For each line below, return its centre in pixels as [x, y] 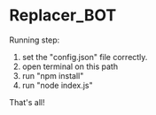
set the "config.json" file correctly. [85, 57]
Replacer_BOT [63, 15]
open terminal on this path [70, 66]
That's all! [27, 102]
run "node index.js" [57, 85]
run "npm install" [53, 75]
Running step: [35, 40]
